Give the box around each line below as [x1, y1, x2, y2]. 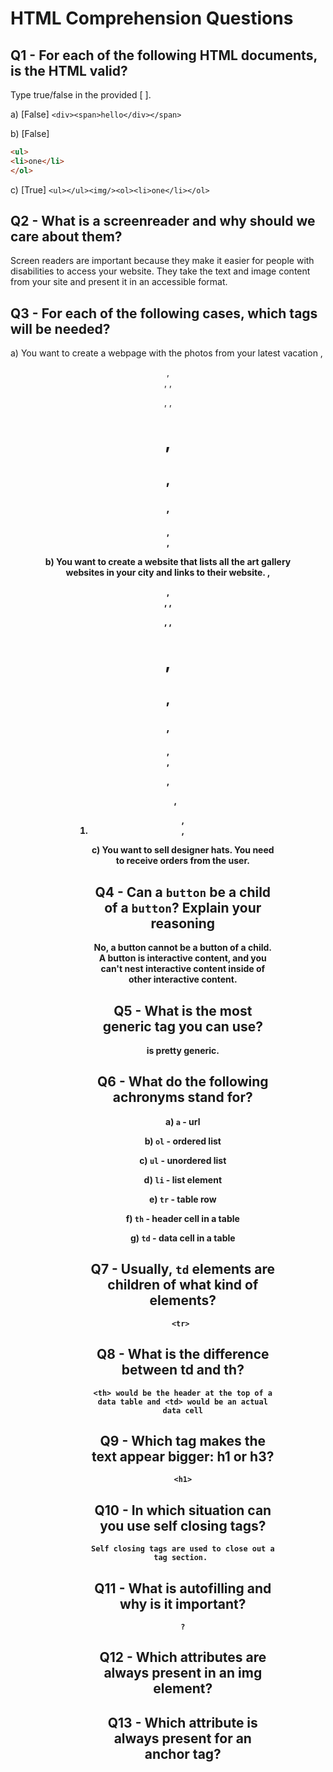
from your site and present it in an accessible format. [10, 276, 228, 288]
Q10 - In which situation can [94, 1502, 272, 1519]
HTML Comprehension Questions [10, 7, 294, 30]
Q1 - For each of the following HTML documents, [10, 47, 318, 64]
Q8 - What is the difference [96, 1346, 270, 1363]
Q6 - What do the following [97, 1073, 269, 1091]
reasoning [150, 915, 216, 932]
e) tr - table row [149, 1193, 217, 1205]
